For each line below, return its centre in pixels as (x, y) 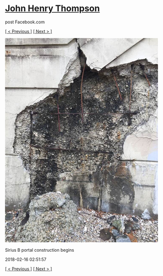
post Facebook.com (25, 22)
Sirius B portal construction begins (40, 250)
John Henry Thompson (53, 9)
